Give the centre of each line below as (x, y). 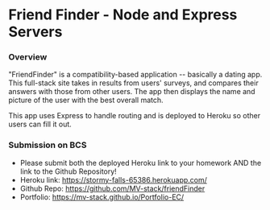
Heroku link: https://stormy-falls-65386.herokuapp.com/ (114, 179)
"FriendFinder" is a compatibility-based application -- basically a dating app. (135, 75)
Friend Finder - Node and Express (123, 15)
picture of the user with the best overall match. (86, 100)
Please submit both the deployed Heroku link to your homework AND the (141, 163)
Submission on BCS (48, 145)
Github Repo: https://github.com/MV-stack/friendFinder (112, 188)
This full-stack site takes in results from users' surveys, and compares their (134, 83)
